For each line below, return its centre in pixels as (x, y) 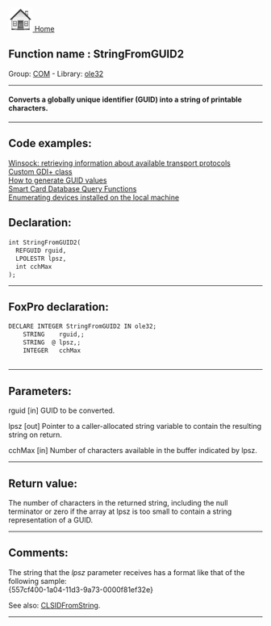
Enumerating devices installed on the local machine (94, 197)
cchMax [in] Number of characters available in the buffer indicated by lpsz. (133, 451)
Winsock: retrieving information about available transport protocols (120, 163)
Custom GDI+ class (40, 171)
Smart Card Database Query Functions (73, 188)
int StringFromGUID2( (45, 242)
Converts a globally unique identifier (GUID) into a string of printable (125, 99)
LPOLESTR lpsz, (41, 258)
